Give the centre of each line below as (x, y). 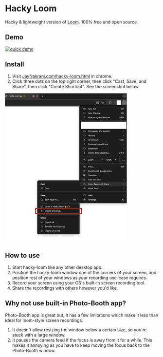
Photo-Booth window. (34, 350)
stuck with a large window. (39, 335)
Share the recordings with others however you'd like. (65, 288)
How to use (22, 255)
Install (15, 65)
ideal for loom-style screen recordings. (44, 320)
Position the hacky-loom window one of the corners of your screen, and (84, 272)
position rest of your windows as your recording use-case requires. (80, 278)
